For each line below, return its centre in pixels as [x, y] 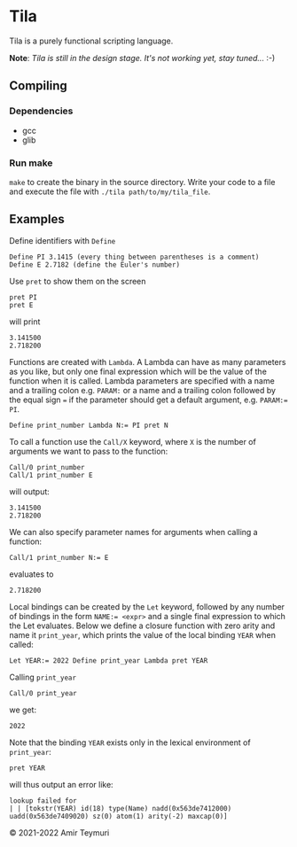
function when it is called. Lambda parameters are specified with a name [142, 381]
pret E [21, 305]
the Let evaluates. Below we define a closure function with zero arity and [142, 626]
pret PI [23, 297]
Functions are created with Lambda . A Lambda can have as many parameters [148, 361]
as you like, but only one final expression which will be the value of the [138, 371]
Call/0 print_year [43, 693]
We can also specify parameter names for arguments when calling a [134, 532]
